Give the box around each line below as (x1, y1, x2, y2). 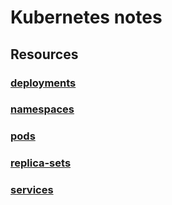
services (10, 183, 54, 197)
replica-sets (10, 156, 72, 170)
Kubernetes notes (10, 6, 163, 29)
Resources (10, 46, 79, 63)
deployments (10, 76, 77, 90)
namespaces (10, 102, 75, 116)
